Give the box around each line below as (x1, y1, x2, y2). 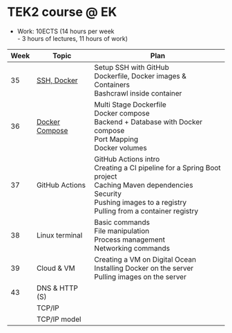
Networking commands (94, 243, 171, 253)
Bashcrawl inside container (94, 88, 182, 98)
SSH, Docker (37, 75, 78, 85)
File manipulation (94, 226, 150, 235)
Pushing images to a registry (94, 197, 187, 207)
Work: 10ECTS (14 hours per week (17, 27, 115, 35)
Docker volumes (94, 143, 147, 152)
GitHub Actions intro (94, 154, 160, 163)
